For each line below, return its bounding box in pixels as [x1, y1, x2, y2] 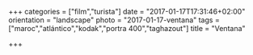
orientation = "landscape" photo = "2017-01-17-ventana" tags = [8, 15, 220, 25]
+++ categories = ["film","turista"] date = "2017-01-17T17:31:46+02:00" [8, 7, 246, 16]
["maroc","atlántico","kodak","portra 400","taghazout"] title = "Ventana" [8, 24, 246, 33]
